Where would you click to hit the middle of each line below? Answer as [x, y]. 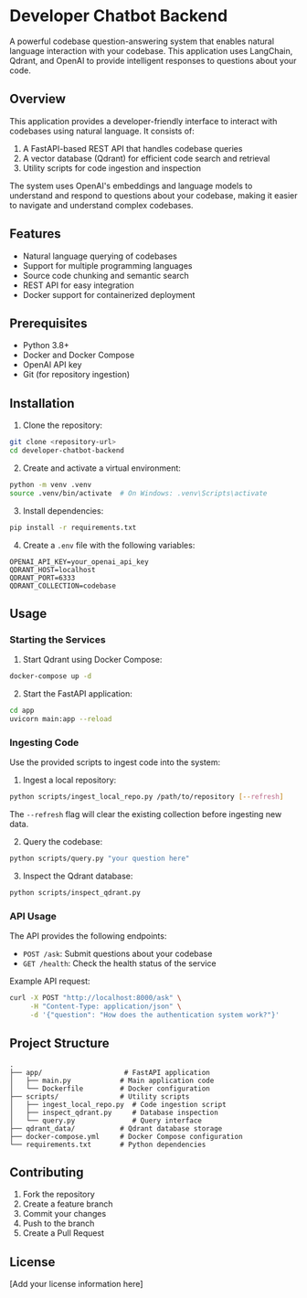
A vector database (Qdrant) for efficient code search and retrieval [146, 158]
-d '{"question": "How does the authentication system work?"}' [155, 1015]
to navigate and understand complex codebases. [101, 205]
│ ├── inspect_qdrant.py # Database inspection [114, 1112]
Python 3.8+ [46, 346]
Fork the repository [59, 1195]
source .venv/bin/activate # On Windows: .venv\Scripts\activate [138, 493]
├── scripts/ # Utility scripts [100, 1096]
